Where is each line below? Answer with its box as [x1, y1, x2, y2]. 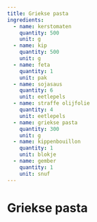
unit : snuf [19, 170, 51, 177]
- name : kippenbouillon [13, 139, 81, 145]
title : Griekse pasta [7, 10, 69, 17]
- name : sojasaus [13, 81, 63, 88]
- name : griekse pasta [13, 119, 78, 126]
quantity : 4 [19, 106, 53, 113]
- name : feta [13, 61, 51, 68]
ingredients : [7, 17, 44, 23]
